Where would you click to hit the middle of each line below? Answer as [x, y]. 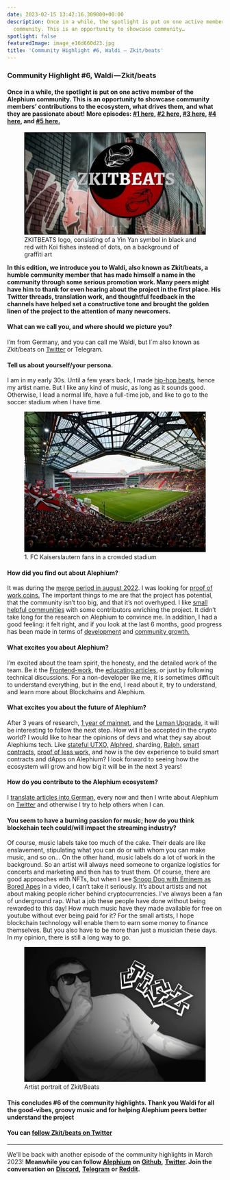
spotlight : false [32, 36]
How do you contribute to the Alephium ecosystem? [83, 782]
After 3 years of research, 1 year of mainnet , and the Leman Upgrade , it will [113, 722]
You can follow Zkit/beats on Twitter [60, 1133]
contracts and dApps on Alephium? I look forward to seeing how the [103, 759]
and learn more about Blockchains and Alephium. [76, 691]
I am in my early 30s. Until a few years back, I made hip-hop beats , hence [111, 380]
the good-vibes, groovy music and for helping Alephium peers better [107, 1109]
